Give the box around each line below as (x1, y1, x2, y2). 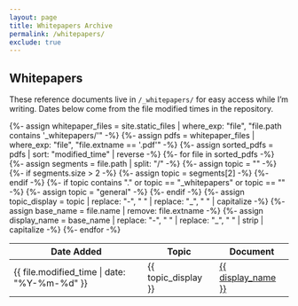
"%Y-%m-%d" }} (13, 277, 88, 289)
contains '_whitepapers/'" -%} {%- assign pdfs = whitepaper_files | (9, 130, 255, 141)
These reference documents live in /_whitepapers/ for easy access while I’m (9, 94, 289, 105)
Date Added (50, 246, 102, 258)
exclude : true (9, 37, 62, 47)
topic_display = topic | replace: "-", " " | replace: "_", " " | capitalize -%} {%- (9, 196, 286, 207)
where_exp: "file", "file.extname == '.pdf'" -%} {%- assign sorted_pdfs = (9, 139, 274, 151)
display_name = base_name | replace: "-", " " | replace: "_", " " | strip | (9, 215, 264, 226)
